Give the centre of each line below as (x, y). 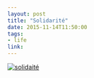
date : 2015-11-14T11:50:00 (47, 27)
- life (17, 40)
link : (15, 47)
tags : (15, 34)
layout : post (27, 14)
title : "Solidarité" (38, 21)
